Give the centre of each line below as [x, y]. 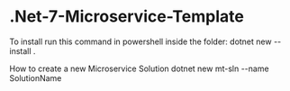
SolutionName [36, 77]
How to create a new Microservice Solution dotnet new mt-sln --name [139, 68]
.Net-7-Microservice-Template [127, 17]
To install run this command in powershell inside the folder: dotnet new [140, 41]
